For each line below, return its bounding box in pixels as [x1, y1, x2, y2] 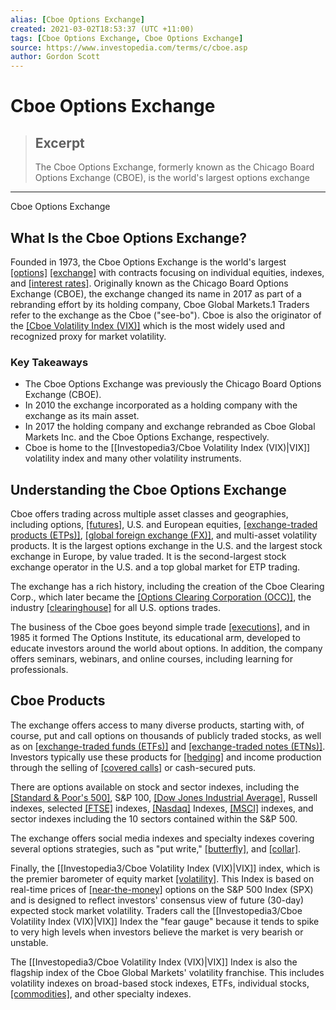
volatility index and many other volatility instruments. [24, 452, 242, 465]
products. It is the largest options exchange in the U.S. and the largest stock [10, 540, 323, 552]
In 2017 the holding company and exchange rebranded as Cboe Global [24, 421, 316, 433]
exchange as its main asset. [24, 410, 140, 422]
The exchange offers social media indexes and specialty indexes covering [10, 832, 315, 844]
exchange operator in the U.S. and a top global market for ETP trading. [10, 561, 301, 573]
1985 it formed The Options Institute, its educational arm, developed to [10, 632, 301, 644]
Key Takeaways [10, 355, 89, 369]
